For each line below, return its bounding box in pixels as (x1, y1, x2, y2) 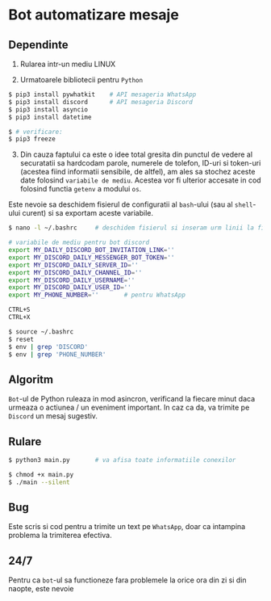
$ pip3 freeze (8, 135, 56, 143)
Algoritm (8, 372, 54, 386)
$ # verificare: (8, 128, 63, 136)
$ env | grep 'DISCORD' (8, 343, 89, 351)
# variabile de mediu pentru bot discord (8, 238, 150, 247)
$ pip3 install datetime (8, 113, 92, 121)
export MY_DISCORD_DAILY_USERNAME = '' (8, 276, 135, 284)
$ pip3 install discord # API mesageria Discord (8, 98, 194, 106)
